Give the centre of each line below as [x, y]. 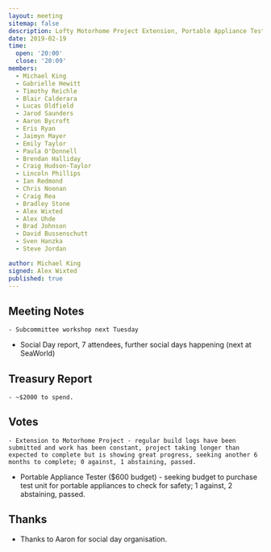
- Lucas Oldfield [45, 106]
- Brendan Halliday [48, 158]
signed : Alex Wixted [43, 271]
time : [17, 46]
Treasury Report [50, 379]
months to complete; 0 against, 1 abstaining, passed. [102, 461]
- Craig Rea [36, 196]
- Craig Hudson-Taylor [54, 166]
